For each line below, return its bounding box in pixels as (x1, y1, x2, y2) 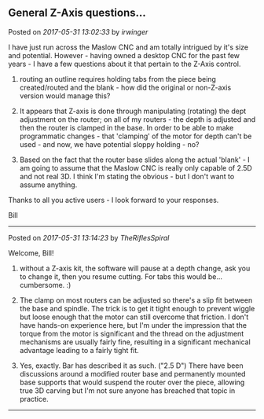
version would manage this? (19, 90, 111, 101)
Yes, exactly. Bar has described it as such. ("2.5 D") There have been (19, 361, 244, 370)
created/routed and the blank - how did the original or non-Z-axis (19, 83, 232, 92)
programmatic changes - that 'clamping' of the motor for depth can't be (19, 131, 252, 141)
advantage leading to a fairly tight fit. (19, 345, 139, 355)
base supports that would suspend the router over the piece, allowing (19, 377, 245, 387)
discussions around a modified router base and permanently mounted (19, 369, 246, 378)
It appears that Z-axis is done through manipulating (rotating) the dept (19, 106, 247, 116)
